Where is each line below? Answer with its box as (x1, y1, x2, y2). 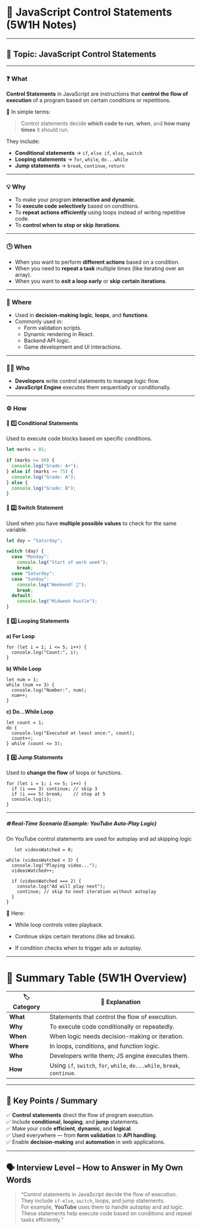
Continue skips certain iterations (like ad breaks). (14, 933, 136, 940)
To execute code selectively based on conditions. (14, 203, 139, 210)
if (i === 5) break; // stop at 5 (11, 791, 106, 797)
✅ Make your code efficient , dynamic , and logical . (6, 1125, 133, 1132)
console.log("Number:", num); (11, 687, 87, 693)
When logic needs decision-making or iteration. (49, 1032, 184, 1041)
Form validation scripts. (23, 324, 82, 331)
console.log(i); (11, 797, 52, 803)
